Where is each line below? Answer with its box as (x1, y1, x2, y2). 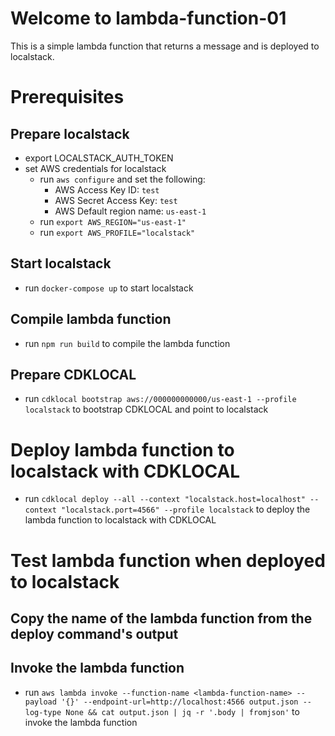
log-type (24, 707, 62, 717)
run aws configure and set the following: (39, 173, 206, 185)
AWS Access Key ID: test (54, 183, 160, 196)
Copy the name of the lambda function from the (10, 610, 313, 627)
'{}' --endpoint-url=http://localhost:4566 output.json (61, 697, 299, 707)
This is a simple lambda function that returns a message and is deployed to (10, 40, 320, 52)
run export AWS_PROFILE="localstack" (39, 226, 196, 238)
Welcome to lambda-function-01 (10, 7, 287, 30)
